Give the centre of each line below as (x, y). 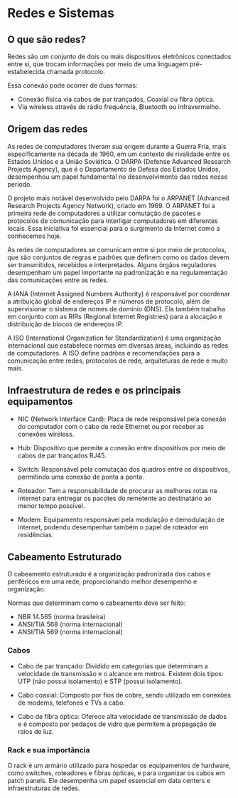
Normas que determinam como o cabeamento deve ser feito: (97, 603)
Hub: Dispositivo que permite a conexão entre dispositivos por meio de (121, 447)
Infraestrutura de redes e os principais (94, 391)
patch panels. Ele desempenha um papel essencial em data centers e (109, 781)
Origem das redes (48, 129)
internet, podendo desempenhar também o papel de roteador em (113, 527)
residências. (36, 534)
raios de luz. (36, 731)
